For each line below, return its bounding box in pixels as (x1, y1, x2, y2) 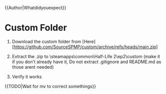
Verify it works (11, 74, 42, 80)
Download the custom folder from (11, 38, 82, 44)
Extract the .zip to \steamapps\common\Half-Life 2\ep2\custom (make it (11, 53, 161, 59)
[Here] (82, 38, 96, 44)
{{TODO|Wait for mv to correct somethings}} (4, 83, 96, 89)
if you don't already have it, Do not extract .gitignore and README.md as (11, 59, 162, 65)
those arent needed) (11, 64, 54, 70)
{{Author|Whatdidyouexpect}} (4, 5, 67, 10)
